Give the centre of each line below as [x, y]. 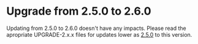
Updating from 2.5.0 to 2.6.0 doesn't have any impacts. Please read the [97, 28]
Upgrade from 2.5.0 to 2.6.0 [79, 11]
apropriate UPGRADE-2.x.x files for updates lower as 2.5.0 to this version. [99, 34]
